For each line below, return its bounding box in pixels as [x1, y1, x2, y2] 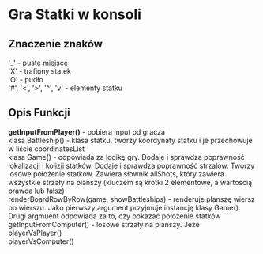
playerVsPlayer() [8, 228, 62, 237]
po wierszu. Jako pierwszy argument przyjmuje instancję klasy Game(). [8, 203, 241, 212]
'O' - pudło [8, 75, 43, 84]
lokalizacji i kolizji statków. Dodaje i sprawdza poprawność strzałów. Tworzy [8, 161, 255, 170]
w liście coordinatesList [8, 144, 85, 154]
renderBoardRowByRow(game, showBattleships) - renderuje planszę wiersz [8, 194, 255, 203]
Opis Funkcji [8, 106, 71, 119]
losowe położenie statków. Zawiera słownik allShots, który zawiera [8, 169, 225, 179]
